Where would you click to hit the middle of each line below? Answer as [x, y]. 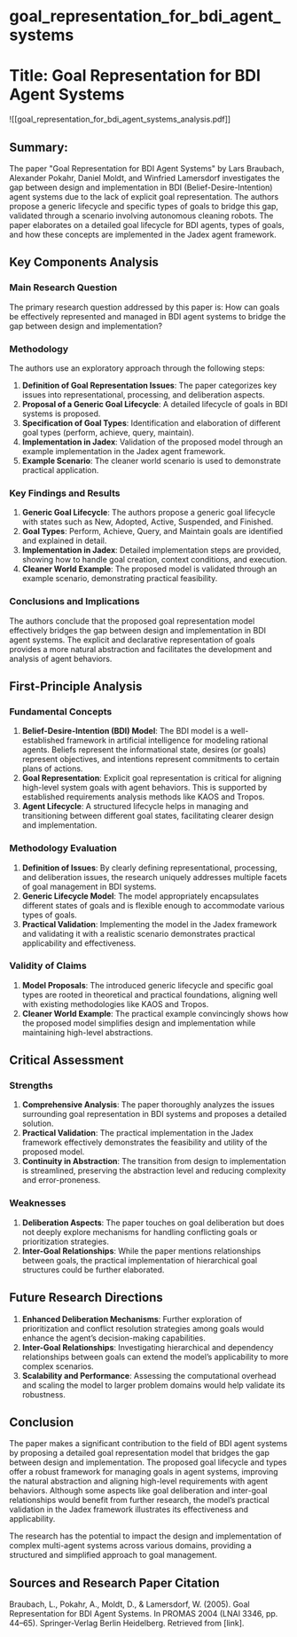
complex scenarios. [58, 1366]
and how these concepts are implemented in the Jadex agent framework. [143, 234]
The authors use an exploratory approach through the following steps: [137, 368]
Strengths [31, 1086]
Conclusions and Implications [74, 602]
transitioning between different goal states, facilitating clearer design [148, 816]
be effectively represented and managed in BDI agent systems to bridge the [148, 316]
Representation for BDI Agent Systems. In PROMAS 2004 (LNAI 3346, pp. [144, 1614]
